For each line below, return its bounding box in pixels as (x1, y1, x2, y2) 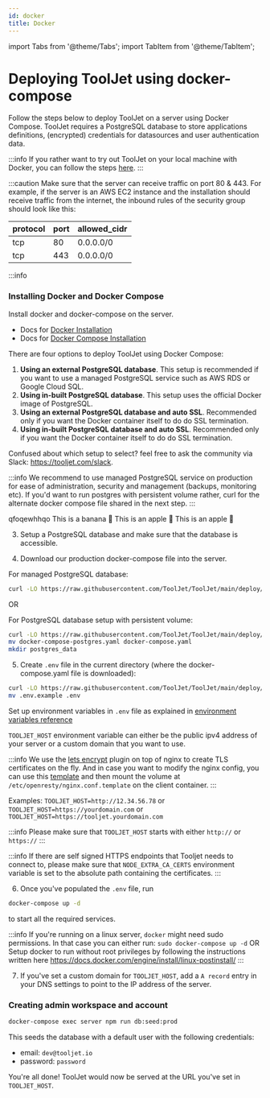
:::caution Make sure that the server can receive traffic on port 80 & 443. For (8, 179, 262, 188)
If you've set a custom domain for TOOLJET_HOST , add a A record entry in (19, 971, 257, 980)
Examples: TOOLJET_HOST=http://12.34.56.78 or (8, 795, 166, 805)
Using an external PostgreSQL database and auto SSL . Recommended (19, 407, 257, 417)
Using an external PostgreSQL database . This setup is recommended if (19, 364, 259, 374)
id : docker (8, 11, 45, 20)
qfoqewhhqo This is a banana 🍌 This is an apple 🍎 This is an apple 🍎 (8, 514, 235, 523)
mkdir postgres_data (8, 646, 78, 654)
